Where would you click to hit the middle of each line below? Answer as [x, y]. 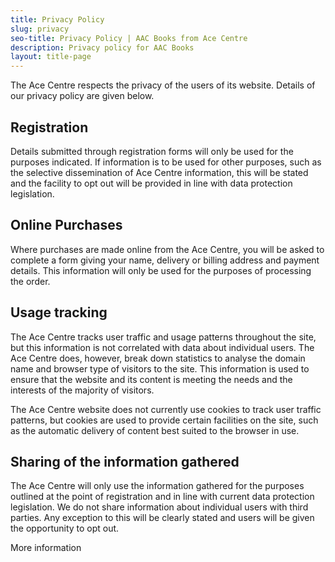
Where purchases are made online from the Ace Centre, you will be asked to [167, 249]
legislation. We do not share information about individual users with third [159, 507]
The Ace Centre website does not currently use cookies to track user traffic [166, 409]
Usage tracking [59, 312]
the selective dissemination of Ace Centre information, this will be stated [159, 172]
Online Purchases [66, 225]
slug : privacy [40, 29]
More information [46, 548]
